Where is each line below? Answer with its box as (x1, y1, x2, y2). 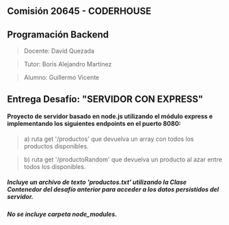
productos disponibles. (23, 142, 89, 150)
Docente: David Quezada (23, 47, 94, 55)
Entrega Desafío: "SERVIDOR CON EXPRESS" (7, 93, 204, 105)
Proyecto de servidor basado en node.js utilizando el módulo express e (7, 112, 213, 120)
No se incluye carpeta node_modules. (7, 210, 118, 218)
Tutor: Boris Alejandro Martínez (23, 60, 112, 68)
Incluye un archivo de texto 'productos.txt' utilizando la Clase (7, 178, 187, 187)
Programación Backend (7, 29, 109, 40)
